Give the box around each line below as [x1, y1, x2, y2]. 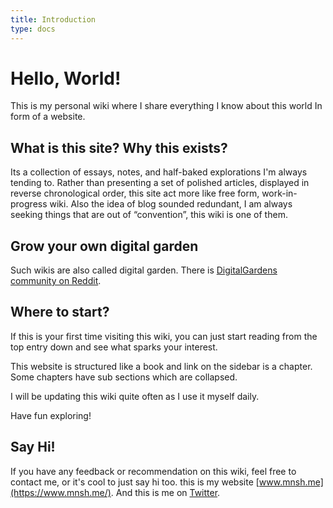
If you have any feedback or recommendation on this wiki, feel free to [10, 465, 297, 477]
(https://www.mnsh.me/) [10, 486, 112, 498]
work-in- [261, 187, 298, 200]
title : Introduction [10, 14, 97, 25]
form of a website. [10, 111, 86, 123]
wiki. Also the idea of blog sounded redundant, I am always [49, 198, 293, 210]
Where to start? [10, 304, 110, 321]
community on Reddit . [10, 275, 102, 287]
